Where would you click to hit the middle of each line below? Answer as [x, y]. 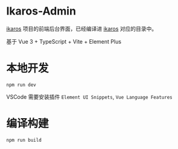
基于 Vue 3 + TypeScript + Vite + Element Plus [64, 41]
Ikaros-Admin [41, 11]
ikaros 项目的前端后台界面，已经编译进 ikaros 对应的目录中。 [82, 28]
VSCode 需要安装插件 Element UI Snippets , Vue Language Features [90, 97]
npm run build [24, 140]
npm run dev [21, 85]
